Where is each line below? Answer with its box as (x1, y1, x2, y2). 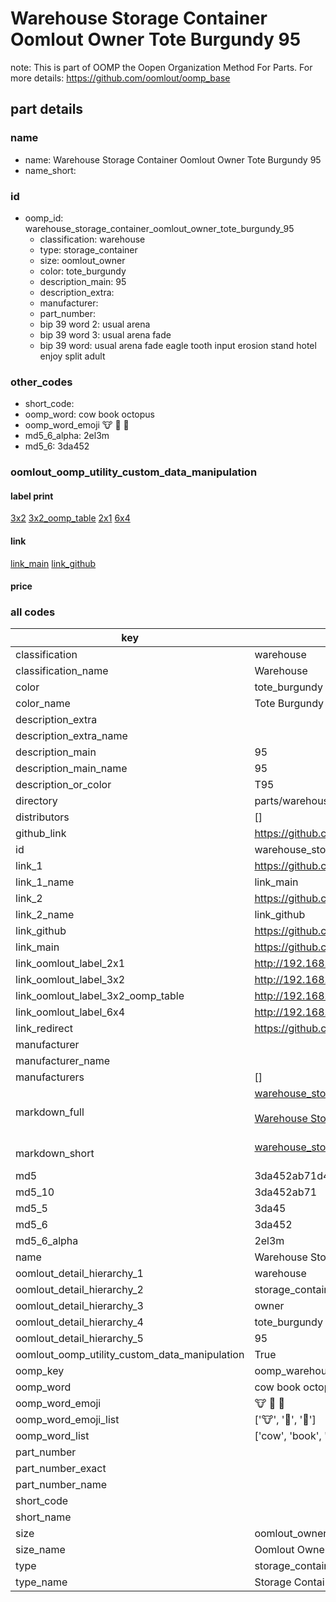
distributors (15, 810, 70, 824)
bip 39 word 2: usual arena (39, 318, 151, 330)
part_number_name (15, 1478, 107, 1492)
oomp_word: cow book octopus (24, 408, 155, 421)
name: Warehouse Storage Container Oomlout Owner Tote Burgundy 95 (24, 153, 322, 166)
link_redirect (15, 1022, 74, 1036)
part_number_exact (15, 1462, 107, 1476)
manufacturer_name (15, 1054, 111, 1068)
